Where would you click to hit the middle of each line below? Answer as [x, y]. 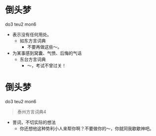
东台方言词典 [33, 59]
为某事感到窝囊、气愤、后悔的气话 [47, 53]
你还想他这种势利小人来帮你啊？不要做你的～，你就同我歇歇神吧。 [87, 128]
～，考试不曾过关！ [47, 66]
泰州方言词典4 [32, 112]
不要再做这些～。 [44, 47]
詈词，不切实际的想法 [34, 122]
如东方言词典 [33, 41]
